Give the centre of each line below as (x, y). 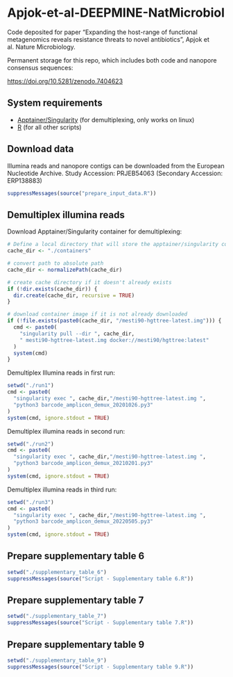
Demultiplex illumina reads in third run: (62, 489)
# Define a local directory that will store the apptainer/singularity (113, 245)
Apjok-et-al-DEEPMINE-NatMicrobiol (116, 13)
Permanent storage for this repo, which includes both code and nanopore (112, 60)
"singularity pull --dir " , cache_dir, (77, 334)
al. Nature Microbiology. (42, 47)
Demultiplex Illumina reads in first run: (61, 373)
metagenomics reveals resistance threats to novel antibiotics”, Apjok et (109, 39)
